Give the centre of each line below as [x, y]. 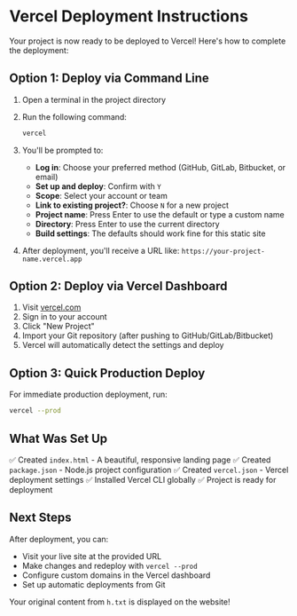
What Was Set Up [59, 438]
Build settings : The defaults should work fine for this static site [150, 233]
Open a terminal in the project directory [94, 99]
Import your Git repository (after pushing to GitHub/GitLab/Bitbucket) [148, 336]
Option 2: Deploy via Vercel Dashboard [118, 286]
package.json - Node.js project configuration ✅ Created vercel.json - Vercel [149, 470]
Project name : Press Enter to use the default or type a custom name [160, 214]
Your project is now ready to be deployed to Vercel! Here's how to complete [148, 41]
